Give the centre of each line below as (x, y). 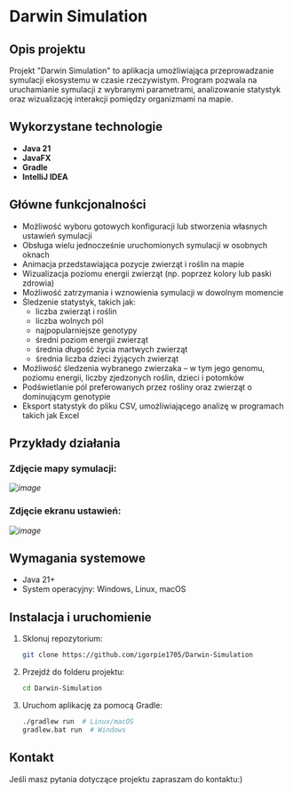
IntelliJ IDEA (45, 176)
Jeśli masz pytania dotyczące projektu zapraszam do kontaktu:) (126, 779)
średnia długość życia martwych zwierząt (111, 349)
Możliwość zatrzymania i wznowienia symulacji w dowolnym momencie (153, 292)
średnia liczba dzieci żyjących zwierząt (107, 359)
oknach (36, 255)
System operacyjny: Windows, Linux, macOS (104, 589)
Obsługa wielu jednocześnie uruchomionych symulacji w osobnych (145, 245)
